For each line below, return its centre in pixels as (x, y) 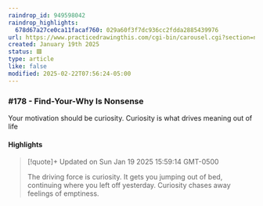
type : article (31, 60)
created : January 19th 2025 (54, 45)
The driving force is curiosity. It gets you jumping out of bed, (125, 177)
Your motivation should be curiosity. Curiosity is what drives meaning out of (130, 117)
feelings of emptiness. (63, 193)
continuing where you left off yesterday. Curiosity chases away (129, 186)
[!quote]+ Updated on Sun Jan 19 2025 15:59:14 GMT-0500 (123, 162)
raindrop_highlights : (43, 23)
